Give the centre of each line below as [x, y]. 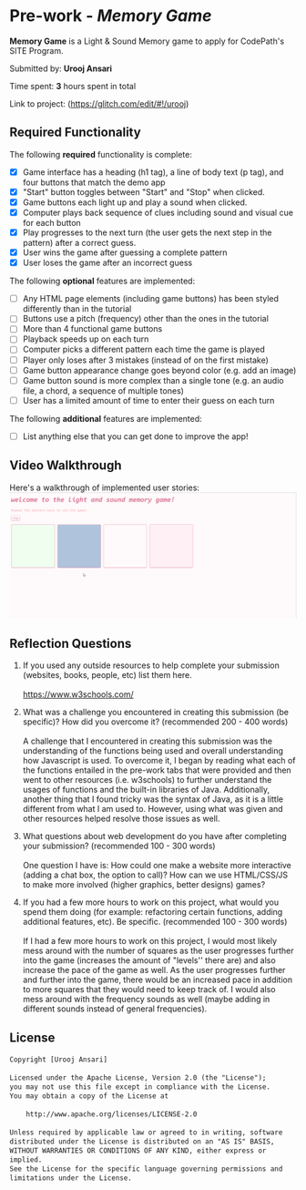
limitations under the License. [71, 1178]
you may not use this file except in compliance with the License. [140, 1087]
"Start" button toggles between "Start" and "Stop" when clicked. [144, 191]
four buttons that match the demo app [94, 182]
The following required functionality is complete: [101, 154]
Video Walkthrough [66, 466]
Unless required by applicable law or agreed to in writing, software [146, 1133]
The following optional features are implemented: [102, 281]
